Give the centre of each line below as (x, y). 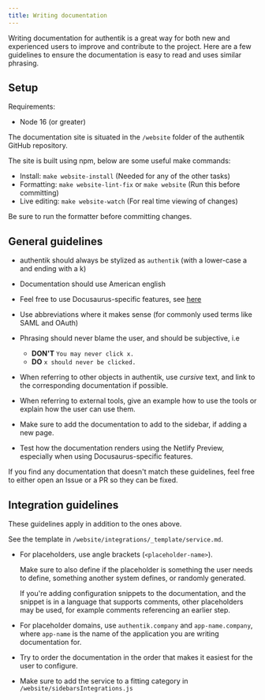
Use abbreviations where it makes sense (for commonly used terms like (136, 315)
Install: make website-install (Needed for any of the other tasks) (125, 176)
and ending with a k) (53, 269)
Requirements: (32, 106)
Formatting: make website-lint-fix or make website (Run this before (130, 184)
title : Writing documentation (58, 15)
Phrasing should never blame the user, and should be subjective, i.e (130, 338)
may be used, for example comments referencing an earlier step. (125, 610)
